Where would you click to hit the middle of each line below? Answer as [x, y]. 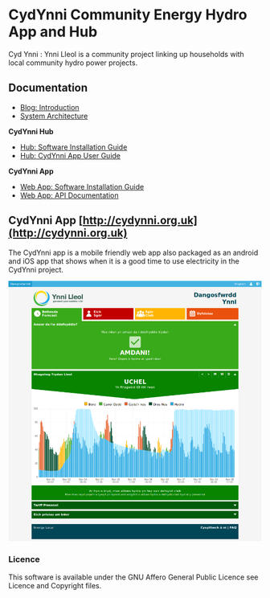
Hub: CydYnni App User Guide [70, 155]
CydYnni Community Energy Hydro [128, 15]
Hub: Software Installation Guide [74, 147]
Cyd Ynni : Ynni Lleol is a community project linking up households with [127, 54]
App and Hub [53, 32]
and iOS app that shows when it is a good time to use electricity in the [124, 261]
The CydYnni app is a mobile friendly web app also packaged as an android [133, 252]
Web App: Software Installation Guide [82, 186]
